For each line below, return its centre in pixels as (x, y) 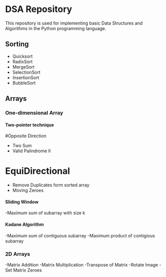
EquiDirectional (38, 171)
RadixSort (22, 62)
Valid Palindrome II (31, 151)
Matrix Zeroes (28, 270)
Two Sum (22, 146)
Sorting (17, 44)
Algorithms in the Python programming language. (56, 28)
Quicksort (22, 56)
